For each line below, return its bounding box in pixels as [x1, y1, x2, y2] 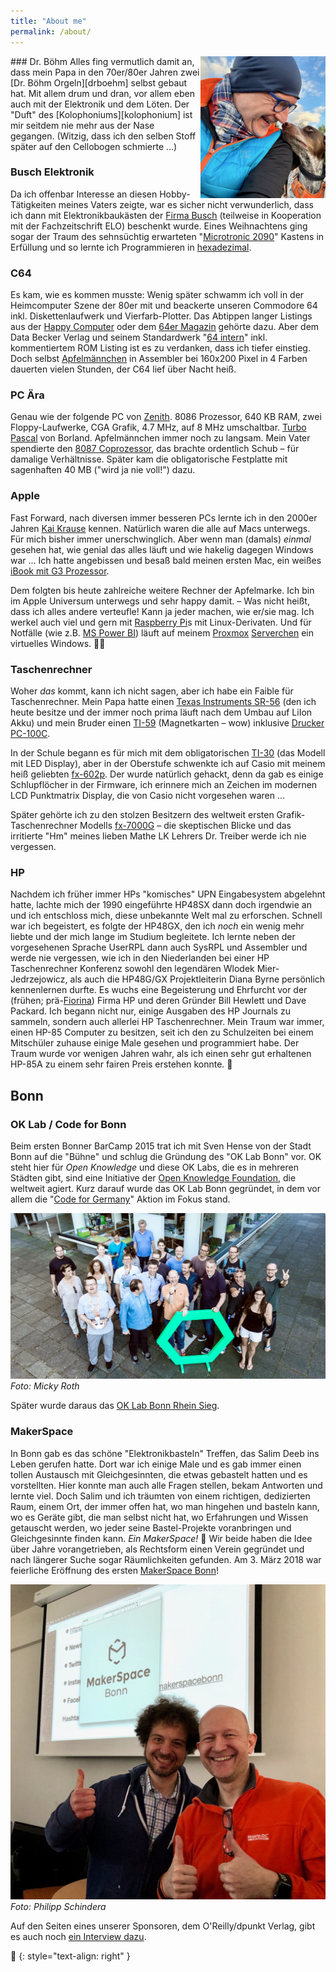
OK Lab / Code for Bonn [10, 1117, 127, 1131]
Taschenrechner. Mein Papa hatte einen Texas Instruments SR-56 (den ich [10, 695, 317, 707]
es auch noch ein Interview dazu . [10, 1930, 147, 1942]
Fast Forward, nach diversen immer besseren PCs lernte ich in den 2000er [10, 511, 318, 524]
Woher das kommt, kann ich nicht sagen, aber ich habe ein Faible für [10, 685, 294, 697]
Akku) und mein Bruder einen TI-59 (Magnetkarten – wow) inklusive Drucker [10, 716, 325, 729]
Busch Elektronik [10, 165, 95, 179]
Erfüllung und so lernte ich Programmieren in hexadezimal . [10, 241, 252, 253]
